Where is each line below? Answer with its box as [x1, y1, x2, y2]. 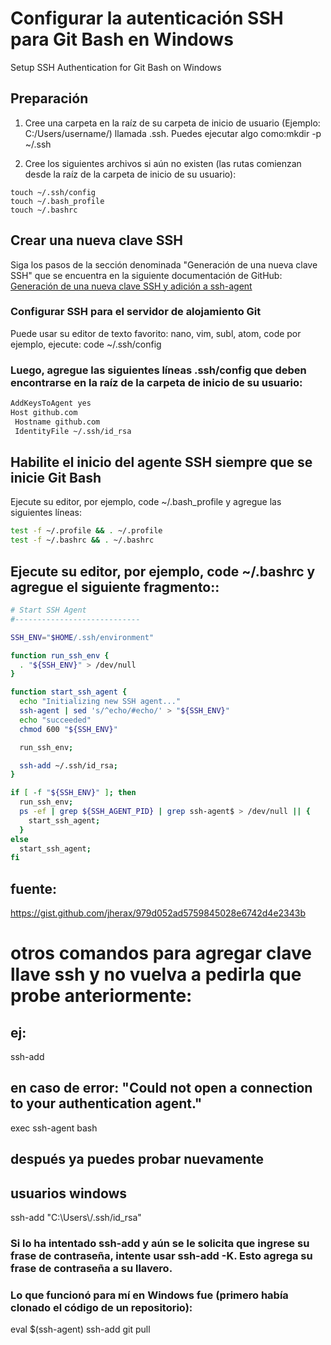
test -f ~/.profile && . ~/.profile [10, 526, 163, 536]
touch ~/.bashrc [10, 205, 78, 215]
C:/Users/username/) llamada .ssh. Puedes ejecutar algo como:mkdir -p [24, 127, 322, 139]
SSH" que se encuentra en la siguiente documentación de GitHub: [10, 269, 283, 281]
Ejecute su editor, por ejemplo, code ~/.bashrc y [10, 563, 316, 580]
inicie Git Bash [10, 470, 102, 487]
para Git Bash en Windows [10, 28, 234, 51]
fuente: [10, 880, 58, 897]
